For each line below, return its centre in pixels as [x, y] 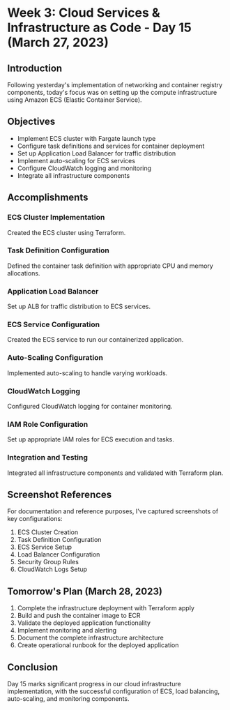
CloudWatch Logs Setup [52, 569]
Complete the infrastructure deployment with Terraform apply [106, 608]
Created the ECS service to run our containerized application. [95, 340]
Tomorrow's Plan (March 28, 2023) [85, 591]
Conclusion [33, 667]
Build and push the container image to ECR [79, 616]
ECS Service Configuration [53, 324]
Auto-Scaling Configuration [55, 358]
